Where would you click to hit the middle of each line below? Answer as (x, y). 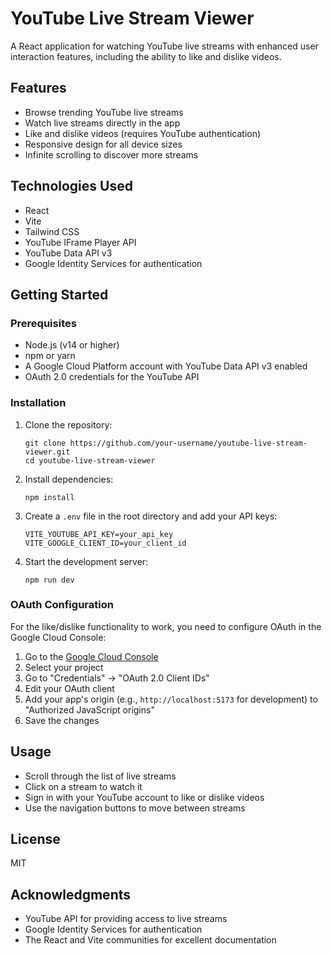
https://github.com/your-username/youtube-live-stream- (188, 443)
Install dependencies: (69, 479)
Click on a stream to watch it (83, 786)
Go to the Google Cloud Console (91, 656)
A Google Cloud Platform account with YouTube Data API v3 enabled (166, 366)
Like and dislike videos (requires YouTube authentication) (143, 133)
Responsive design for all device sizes (103, 144)
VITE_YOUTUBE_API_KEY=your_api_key (99, 534)
